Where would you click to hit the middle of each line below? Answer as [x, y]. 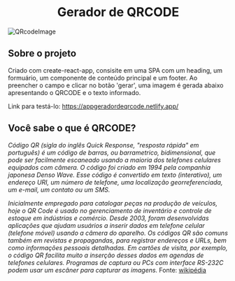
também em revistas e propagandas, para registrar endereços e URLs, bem [117, 240]
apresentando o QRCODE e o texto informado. [74, 92]
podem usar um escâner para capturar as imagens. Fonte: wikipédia [107, 270]
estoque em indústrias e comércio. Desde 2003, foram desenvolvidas [108, 218]
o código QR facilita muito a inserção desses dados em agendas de [106, 255]
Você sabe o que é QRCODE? [72, 128]
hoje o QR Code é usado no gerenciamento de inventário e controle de [110, 210]
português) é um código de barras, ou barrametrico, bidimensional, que [112, 152]
